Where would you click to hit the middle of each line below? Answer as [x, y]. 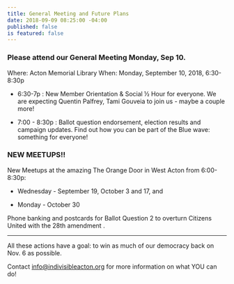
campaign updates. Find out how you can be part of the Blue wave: [114, 129]
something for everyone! [53, 137]
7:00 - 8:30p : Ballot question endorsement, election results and [109, 122]
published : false [32, 27]
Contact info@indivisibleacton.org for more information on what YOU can [112, 267]
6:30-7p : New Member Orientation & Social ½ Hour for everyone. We [117, 94]
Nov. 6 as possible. [34, 253]
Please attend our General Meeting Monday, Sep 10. [96, 58]
